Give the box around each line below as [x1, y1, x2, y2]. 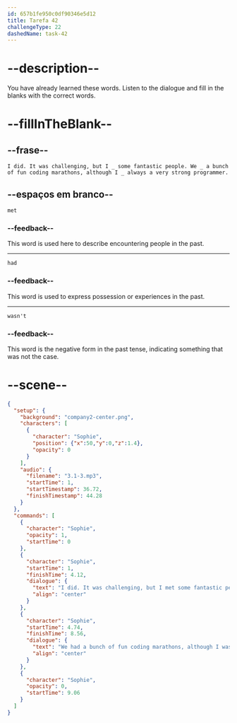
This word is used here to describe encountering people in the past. [7, 240, 205, 248]
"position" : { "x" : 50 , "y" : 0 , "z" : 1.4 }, [32, 440, 144, 447]
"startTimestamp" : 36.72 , [25, 486, 102, 493]
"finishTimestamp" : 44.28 [25, 493, 102, 500]
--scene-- [7, 377, 68, 393]
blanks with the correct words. [7, 91, 96, 100]
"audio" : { [20, 466, 52, 474]
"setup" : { [13, 407, 46, 414]
